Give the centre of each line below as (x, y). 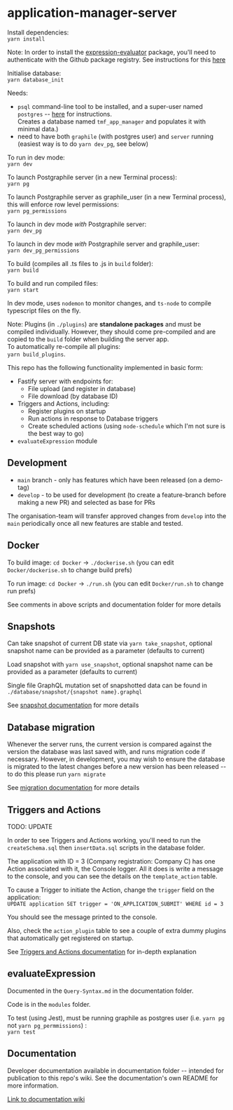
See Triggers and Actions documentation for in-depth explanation (102, 952)
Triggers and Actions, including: (63, 403)
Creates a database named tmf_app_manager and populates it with (112, 121)
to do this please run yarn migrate (57, 774)
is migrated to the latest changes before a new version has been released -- (117, 767)
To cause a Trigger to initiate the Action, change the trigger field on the (111, 890)
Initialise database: (34, 73)
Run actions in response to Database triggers (93, 418)
